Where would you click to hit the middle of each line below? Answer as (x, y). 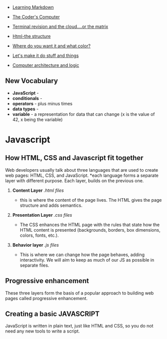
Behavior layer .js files (35, 245)
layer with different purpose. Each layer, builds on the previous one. (75, 180)
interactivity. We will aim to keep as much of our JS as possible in (87, 260)
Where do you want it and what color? (51, 46)
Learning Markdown (33, 7)
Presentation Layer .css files (42, 215)
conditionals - (27, 98)
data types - (25, 109)
